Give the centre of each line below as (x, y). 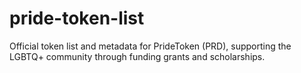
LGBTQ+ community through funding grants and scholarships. (137, 56)
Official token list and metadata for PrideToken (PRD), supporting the (150, 46)
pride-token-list (77, 18)
